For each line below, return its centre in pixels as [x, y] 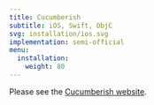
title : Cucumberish [45, 17]
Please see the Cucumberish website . [78, 91]
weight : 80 [45, 67]
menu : [19, 50]
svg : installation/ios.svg [59, 34]
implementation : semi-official [67, 42]
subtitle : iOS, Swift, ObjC [61, 26]
